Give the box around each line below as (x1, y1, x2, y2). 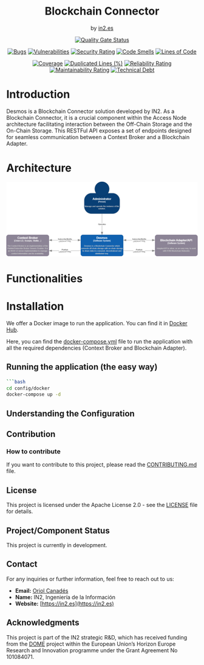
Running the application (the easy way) (6, 362, 158, 372)
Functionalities (6, 272, 83, 285)
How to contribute (6, 447, 61, 455)
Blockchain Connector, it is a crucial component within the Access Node (6, 114, 187, 121)
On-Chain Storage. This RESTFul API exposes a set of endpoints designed (6, 126, 192, 134)
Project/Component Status (6, 525, 110, 536)
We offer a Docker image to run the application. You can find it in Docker (6, 319, 188, 326)
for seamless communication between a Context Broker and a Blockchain (6, 133, 190, 140)
